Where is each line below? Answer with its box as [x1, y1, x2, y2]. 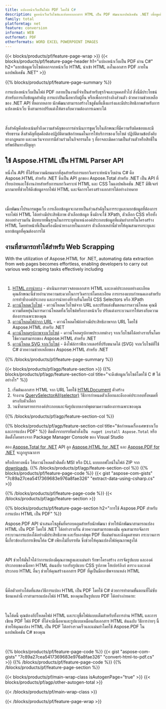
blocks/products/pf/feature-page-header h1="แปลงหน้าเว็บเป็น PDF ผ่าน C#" [5, 58, 153, 64]
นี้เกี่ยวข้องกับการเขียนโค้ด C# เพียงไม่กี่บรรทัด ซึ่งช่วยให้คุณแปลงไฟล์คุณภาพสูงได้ [5, 537, 137, 543]
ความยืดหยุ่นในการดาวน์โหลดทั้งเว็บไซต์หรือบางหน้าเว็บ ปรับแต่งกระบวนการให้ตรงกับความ [12, 308, 158, 314]
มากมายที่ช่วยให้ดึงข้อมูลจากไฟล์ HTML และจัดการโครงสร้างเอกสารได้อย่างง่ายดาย [5, 186, 138, 192]
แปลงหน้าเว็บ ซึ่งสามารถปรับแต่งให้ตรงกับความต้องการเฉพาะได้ [5, 105, 107, 111]
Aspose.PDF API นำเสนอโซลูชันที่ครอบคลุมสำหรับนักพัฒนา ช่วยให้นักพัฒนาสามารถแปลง [5, 520, 155, 527]
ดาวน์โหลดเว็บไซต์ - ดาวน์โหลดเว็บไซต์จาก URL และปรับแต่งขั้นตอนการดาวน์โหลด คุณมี [12, 302, 157, 308]
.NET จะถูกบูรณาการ [5, 450, 41, 456]
